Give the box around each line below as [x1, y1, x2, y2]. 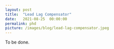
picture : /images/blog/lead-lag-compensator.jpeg [5, 26, 110, 31]
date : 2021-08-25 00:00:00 [5, 16, 68, 21]
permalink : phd [5, 21, 37, 26]
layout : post [5, 7, 32, 12]
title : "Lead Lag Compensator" [5, 12, 72, 17]
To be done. [5, 39, 30, 45]
